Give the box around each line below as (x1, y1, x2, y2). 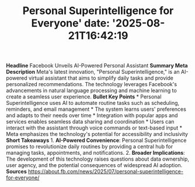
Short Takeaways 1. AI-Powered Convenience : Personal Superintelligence (6, 137, 187, 144)
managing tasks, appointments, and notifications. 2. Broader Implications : (6, 149, 185, 157)
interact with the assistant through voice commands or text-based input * (6, 124, 183, 131)
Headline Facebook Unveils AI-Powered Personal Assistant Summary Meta (6, 62, 188, 69)
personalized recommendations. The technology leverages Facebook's (6, 81, 177, 88)
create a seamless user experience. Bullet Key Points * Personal (6, 93, 162, 100)
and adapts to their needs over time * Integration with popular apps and (6, 112, 178, 119)
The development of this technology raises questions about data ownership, (6, 155, 190, 162)
